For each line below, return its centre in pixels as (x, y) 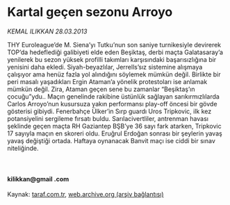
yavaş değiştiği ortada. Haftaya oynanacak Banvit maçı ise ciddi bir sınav (111, 140)
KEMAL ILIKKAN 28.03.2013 (47, 31)
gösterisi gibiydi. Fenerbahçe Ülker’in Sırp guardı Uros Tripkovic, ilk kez (109, 111)
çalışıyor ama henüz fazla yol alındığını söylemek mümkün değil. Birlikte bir (114, 74)
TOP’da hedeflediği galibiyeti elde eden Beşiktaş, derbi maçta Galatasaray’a (115, 52)
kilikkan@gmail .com (38, 179)
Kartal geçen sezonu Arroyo (90, 12)
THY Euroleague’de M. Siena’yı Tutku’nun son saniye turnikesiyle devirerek (114, 44)
